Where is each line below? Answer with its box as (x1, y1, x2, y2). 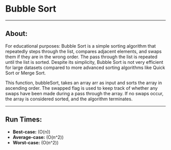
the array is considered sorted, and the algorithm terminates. (5, 96, 133, 102)
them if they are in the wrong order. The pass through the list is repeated (5, 54, 158, 60)
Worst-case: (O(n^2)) (12, 139, 59, 145)
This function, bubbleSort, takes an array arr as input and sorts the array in (5, 80, 162, 86)
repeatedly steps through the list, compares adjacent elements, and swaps (5, 48, 162, 54)
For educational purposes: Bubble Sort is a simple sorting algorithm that (5, 43, 156, 49)
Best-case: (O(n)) (12, 129, 51, 135)
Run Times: (5, 115, 42, 124)
